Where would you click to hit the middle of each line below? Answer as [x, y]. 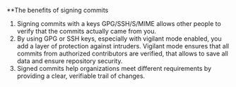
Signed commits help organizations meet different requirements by [114, 68]
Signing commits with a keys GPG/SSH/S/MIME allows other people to [119, 24]
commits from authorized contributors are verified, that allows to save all [123, 53]
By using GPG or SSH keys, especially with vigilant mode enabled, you [119, 39]
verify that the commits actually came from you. [87, 31]
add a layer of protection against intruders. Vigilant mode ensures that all [123, 46]
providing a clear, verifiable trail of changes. [81, 76]
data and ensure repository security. [70, 61]
